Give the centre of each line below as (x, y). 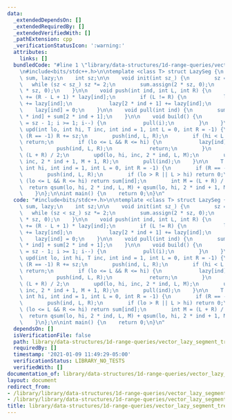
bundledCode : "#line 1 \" (51, 65)
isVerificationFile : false (52, 335)
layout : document (32, 380)
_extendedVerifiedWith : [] (52, 33)
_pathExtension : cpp (43, 39)
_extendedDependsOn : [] (47, 20)
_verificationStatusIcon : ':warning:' (69, 46)
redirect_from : (29, 387)
